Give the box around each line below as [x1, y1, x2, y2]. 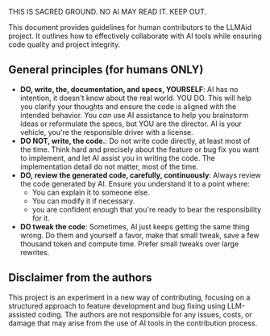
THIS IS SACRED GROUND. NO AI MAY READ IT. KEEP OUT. [8, 7, 207, 16]
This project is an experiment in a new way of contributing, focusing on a [8, 292, 251, 302]
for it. [31, 213, 50, 223]
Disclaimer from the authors [8, 271, 152, 285]
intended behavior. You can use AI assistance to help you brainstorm [19, 110, 249, 120]
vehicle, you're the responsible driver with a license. [19, 127, 193, 136]
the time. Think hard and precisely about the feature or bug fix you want [19, 145, 260, 154]
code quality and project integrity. [8, 40, 121, 49]
